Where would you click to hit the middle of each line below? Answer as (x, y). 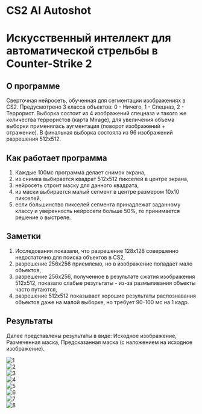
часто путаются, (36, 289)
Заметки (24, 236)
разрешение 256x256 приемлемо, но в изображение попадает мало (104, 264)
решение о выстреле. (43, 217)
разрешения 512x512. (34, 139)
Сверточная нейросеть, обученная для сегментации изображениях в (96, 101)
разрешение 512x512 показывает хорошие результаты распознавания (106, 296)
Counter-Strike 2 (49, 64)
